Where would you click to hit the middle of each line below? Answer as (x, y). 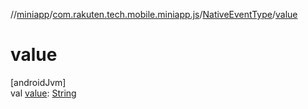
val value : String (43, 93)
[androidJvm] (38, 82)
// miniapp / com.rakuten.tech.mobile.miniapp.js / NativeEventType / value (154, 14)
